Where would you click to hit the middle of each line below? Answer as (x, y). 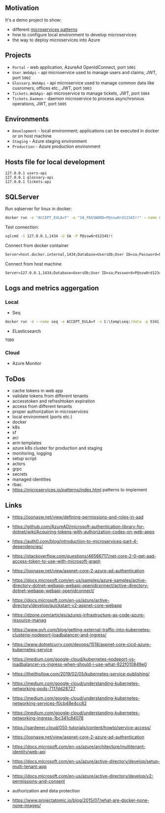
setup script (24, 459)
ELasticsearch (27, 331)
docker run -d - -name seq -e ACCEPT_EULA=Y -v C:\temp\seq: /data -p (77, 322)
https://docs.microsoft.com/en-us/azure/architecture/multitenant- (79, 746)
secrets (20, 474)
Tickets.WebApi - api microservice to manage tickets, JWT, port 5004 (81, 93)
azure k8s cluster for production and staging (57, 448)
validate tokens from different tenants (50, 396)
